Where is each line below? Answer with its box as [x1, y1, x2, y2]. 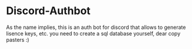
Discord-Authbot [6, 4, 91, 18]
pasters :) [6, 36, 29, 43]
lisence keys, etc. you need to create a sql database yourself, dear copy [6, 30, 181, 37]
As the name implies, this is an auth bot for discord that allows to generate [6, 24, 186, 31]
